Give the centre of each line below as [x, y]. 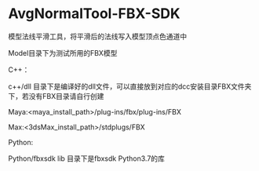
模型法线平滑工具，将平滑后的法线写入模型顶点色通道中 [97, 36]
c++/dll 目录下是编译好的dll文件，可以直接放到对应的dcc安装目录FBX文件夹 [130, 86]
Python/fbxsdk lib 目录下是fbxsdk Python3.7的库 [86, 158]
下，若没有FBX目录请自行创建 [56, 96]
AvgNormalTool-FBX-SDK [94, 14]
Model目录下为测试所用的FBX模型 [63, 53]
